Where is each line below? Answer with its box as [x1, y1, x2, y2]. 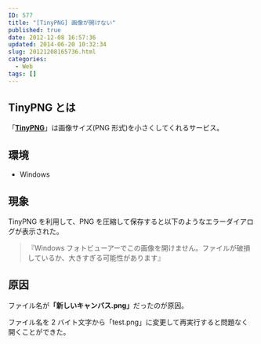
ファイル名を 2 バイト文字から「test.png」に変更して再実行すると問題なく [8, 317, 249, 327]
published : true [8, 26, 61, 34]
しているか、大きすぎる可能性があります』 [27, 253, 165, 263]
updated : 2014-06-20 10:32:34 [8, 41, 107, 49]
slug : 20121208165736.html [8, 48, 96, 56]
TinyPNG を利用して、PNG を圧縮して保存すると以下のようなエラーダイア [8, 217, 247, 226]
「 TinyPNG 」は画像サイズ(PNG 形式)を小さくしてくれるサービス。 [8, 123, 224, 133]
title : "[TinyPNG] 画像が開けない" [8, 19, 116, 27]
